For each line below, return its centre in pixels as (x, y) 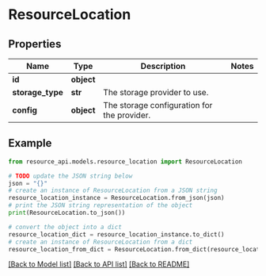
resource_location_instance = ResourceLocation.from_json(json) (116, 198)
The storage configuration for (158, 105)
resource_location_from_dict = (60, 249)
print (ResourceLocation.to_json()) (67, 213)
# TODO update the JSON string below (70, 176)
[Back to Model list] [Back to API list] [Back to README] (99, 264)
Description (163, 66)
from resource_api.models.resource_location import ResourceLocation (125, 161)
